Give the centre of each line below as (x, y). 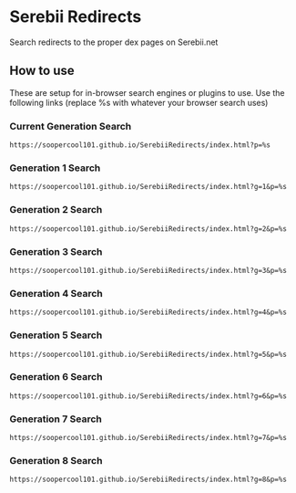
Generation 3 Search (56, 251)
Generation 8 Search (56, 461)
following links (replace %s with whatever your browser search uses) (139, 102)
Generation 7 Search (56, 419)
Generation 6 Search (56, 377)
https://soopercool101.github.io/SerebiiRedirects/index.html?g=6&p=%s (148, 396)
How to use (42, 71)
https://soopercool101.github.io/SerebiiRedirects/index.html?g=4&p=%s (148, 312)
